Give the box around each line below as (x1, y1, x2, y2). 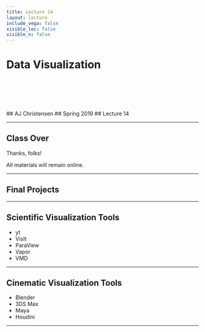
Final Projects (6, 185, 60, 195)
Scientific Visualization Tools (6, 213, 120, 223)
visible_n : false (6, 32, 51, 38)
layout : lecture (6, 15, 48, 21)
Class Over (6, 133, 49, 144)
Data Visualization (6, 58, 101, 72)
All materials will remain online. (6, 161, 84, 168)
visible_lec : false (6, 26, 56, 32)
